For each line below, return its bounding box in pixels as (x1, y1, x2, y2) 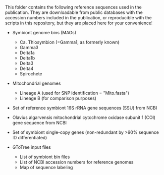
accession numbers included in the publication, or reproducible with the (5, 15, 152, 20)
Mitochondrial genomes (12, 80, 61, 86)
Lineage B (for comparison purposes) (19, 95, 97, 101)
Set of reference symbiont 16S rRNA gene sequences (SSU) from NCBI (12, 105, 157, 111)
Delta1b (19, 55, 35, 61)
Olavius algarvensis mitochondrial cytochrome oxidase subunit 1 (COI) (12, 115, 156, 120)
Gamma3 (19, 45, 39, 50)
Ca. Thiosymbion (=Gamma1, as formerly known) (19, 39, 120, 45)
